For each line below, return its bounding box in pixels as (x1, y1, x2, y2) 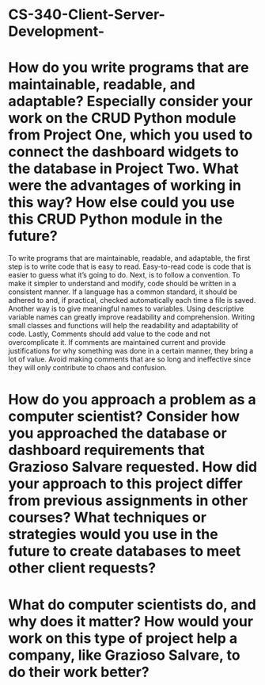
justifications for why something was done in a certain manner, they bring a (8, 346, 254, 356)
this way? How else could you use (8, 193, 236, 212)
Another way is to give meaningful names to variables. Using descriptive (8, 304, 244, 314)
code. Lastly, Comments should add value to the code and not (8, 329, 211, 339)
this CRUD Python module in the (8, 210, 223, 228)
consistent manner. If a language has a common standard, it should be (8, 287, 237, 297)
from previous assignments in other (8, 492, 248, 510)
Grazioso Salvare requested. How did (8, 458, 258, 476)
